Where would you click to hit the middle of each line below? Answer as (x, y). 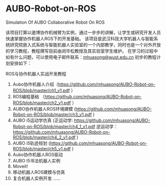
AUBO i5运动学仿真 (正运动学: (43, 120)
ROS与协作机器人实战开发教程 (36, 74)
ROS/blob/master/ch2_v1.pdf (42, 103)
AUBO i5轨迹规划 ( (32, 143)
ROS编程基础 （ (29, 96)
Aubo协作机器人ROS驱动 (38, 154)
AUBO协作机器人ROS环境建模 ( (44, 109)
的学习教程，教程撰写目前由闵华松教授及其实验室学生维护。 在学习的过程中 (82, 51)
